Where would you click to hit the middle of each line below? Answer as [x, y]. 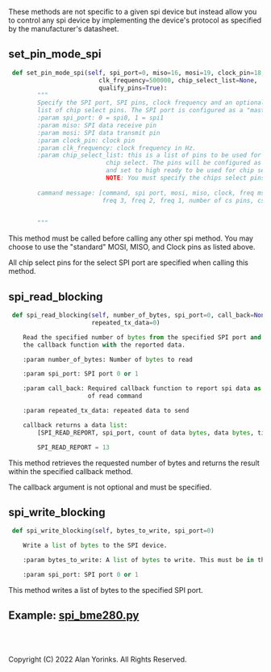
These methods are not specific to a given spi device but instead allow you [133, 12]
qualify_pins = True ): [133, 88]
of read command [115, 396]
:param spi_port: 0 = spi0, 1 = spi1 [100, 118]
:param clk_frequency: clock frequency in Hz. [117, 148]
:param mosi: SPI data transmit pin [99, 132]
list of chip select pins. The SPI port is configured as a [140, 111]
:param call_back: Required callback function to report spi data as [142, 388]
